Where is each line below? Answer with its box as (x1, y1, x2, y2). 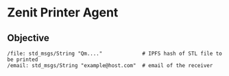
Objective (7, 32, 50, 44)
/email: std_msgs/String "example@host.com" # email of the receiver (7, 62, 213, 69)
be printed (7, 56, 38, 63)
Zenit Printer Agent (7, 5, 119, 21)
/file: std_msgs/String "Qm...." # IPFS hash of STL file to (7, 50, 223, 57)
